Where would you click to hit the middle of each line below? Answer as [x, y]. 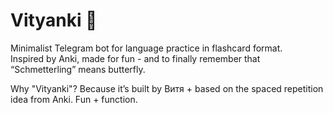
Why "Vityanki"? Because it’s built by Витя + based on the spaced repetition [167, 88]
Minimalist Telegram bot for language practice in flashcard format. [146, 48]
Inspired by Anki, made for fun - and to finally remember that [135, 58]
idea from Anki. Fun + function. [74, 99]
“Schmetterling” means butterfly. [78, 69]
